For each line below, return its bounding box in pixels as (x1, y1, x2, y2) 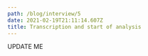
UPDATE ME (7, 43, 43, 51)
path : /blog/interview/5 (7, 10, 81, 17)
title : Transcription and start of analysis (7, 23, 142, 30)
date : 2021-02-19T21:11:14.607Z (7, 17, 103, 24)
